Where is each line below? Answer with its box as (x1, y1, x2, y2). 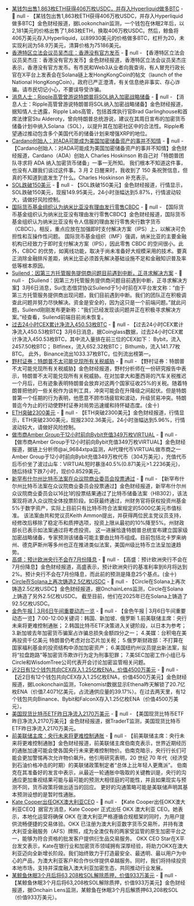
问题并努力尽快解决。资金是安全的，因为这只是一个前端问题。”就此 (22, 299, 181, 306)
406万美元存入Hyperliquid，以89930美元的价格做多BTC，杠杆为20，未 (11, 35, 185, 41)
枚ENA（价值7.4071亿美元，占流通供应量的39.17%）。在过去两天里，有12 (11, 688, 186, 695)
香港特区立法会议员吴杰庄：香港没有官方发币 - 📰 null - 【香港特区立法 (11, 49, 180, 56)
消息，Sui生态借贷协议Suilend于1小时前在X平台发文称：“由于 (39, 284, 186, 291)
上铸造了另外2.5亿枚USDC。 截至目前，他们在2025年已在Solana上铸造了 (11, 593, 188, 599)
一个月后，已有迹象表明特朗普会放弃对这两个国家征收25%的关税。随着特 (11, 380, 188, 387)
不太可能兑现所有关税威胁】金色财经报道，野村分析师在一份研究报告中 (11, 365, 182, 372)
